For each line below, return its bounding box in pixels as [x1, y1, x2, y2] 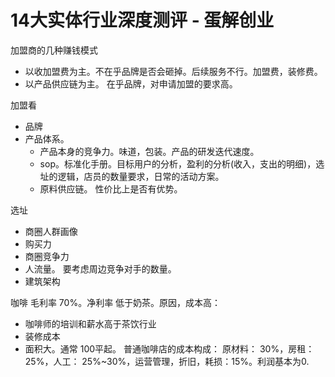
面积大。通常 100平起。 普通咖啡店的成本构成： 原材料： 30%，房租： [24, 342, 315, 355]
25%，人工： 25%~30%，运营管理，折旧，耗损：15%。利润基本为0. [24, 355, 310, 367]
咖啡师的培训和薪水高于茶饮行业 [24, 317, 157, 330]
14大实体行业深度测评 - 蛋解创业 [10, 9, 275, 32]
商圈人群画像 [24, 225, 78, 237]
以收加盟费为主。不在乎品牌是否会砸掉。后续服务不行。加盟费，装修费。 [24, 65, 323, 77]
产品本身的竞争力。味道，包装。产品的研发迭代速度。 [39, 145, 260, 157]
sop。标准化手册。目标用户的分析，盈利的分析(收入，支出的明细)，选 [39, 157, 325, 170]
